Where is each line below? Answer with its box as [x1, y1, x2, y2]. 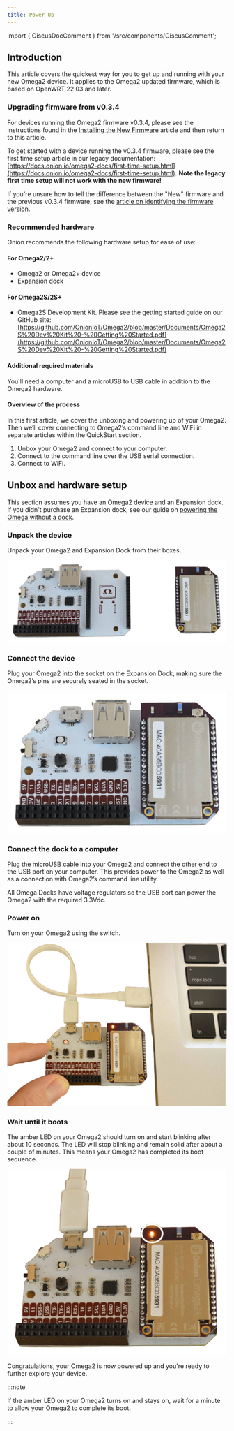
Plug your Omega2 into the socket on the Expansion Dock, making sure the [7, 669, 223, 677]
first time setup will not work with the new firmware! [7, 176, 162, 184]
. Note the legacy [175, 168, 226, 177]
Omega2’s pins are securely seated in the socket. [7, 677, 149, 685]
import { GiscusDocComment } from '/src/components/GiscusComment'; [7, 31, 217, 40]
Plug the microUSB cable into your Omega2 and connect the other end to [7, 860, 217, 868]
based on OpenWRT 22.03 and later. [7, 85, 112, 94]
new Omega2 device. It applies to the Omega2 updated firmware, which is [7, 78, 221, 86]
